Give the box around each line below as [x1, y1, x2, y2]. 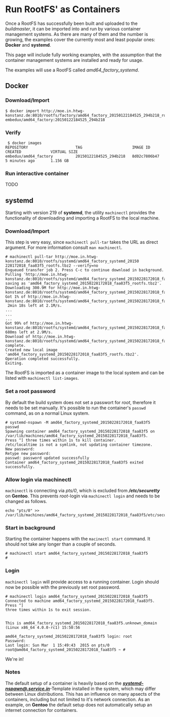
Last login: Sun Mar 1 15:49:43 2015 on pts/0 [5, 642, 110, 648]
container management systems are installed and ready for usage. [5, 57, 144, 63]
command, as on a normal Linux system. [5, 410, 90, 416]
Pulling [5, 272, 22, 277]
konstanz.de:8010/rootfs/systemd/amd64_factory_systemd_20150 [5, 259, 139, 264]
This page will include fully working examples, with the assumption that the [5, 52, 162, 58]
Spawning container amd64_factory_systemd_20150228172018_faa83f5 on [5, 428, 155, 434]
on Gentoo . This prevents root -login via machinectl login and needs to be [5, 493, 160, 499]
